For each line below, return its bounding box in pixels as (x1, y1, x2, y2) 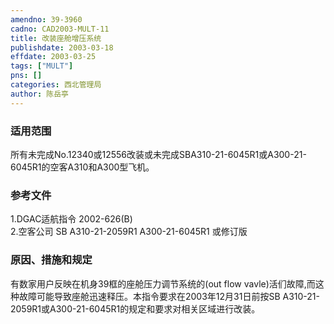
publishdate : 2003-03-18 (10, 42, 114, 53)
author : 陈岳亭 (10, 89, 69, 99)
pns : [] (10, 71, 43, 81)
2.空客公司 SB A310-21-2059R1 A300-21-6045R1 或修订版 (10, 226, 248, 238)
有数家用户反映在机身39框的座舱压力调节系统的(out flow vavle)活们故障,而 (10, 277, 316, 290)
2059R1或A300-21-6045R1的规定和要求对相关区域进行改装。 (10, 302, 261, 315)
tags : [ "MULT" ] (10, 61, 74, 71)
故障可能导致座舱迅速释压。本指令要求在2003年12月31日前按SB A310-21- (18, 290, 320, 302)
